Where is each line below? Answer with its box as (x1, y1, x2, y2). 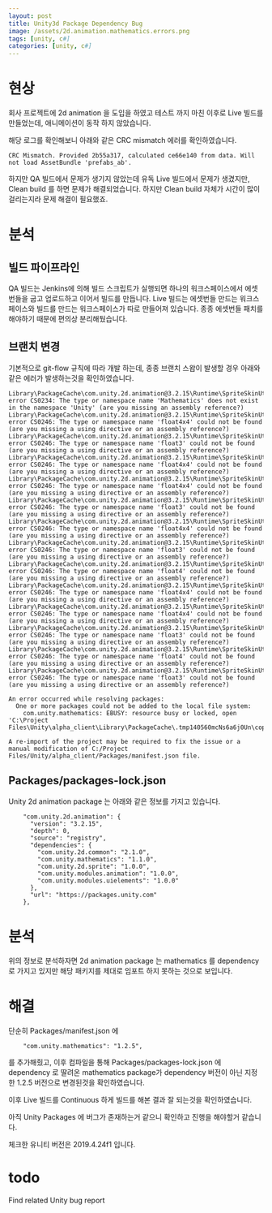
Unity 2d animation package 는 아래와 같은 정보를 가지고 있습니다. (8, 796, 221, 806)
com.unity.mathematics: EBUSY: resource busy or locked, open (23, 709, 237, 717)
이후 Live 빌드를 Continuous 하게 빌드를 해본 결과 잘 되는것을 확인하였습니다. (8, 1094, 253, 1104)
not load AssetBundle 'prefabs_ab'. (8, 159, 132, 167)
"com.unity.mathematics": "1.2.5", (23, 1042, 143, 1050)
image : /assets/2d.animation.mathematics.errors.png (8, 27, 190, 35)
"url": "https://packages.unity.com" (29, 891, 158, 899)
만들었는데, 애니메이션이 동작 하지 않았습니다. (8, 119, 151, 128)
